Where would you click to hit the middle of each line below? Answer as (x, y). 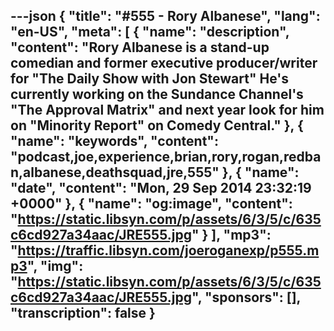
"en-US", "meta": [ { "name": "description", (150, 32)
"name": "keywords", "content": (114, 141)
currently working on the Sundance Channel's (157, 94)
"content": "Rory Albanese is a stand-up (140, 47)
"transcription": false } (83, 313)
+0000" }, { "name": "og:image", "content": (151, 204)
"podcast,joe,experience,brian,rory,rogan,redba (166, 157)
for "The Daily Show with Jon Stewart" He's (149, 79)
